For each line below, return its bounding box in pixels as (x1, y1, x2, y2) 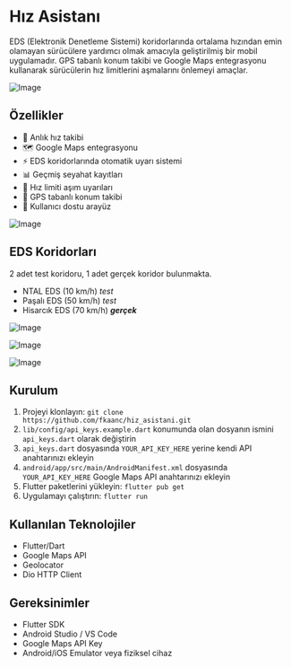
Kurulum (9, 382, 59, 398)
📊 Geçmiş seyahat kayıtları (21, 169, 124, 180)
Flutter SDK (21, 619, 65, 629)
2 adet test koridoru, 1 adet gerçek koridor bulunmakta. (9, 268, 212, 279)
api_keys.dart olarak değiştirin (21, 434, 137, 444)
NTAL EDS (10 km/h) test (21, 285, 114, 296)
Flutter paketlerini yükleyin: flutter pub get (21, 481, 185, 492)
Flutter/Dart (21, 540, 65, 551)
